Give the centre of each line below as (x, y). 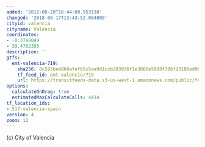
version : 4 (20, 115)
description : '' (27, 52)
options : (17, 86)
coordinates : (23, 35)
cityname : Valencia (31, 29)
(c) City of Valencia (31, 138)
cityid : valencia (28, 23)
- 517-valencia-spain (34, 109)
